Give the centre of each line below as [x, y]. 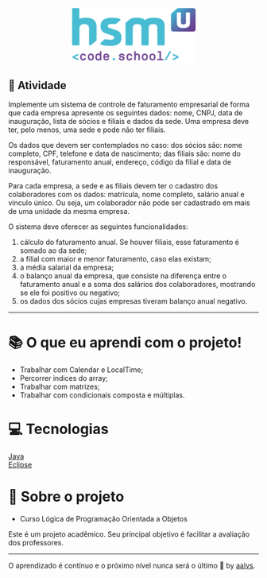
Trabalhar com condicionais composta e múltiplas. [102, 395]
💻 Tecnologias [58, 429]
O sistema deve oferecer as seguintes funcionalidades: [98, 227]
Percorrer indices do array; [64, 378]
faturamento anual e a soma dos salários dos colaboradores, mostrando [137, 285]
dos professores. [36, 543]
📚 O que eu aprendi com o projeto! [125, 342]
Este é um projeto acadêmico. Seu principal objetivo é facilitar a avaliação [129, 534]
